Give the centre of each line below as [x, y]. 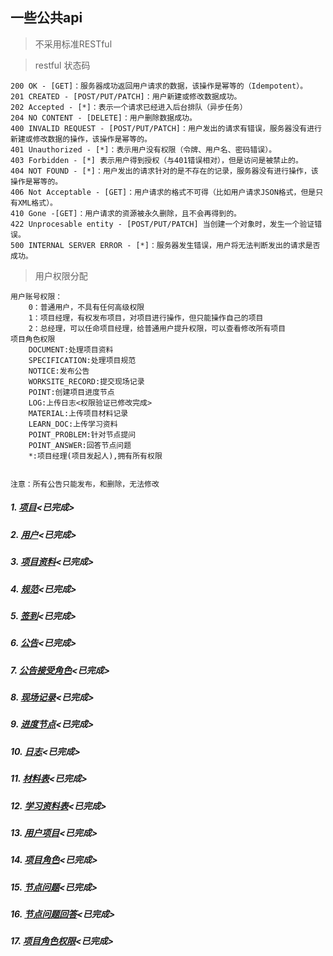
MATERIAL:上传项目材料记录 [78, 413]
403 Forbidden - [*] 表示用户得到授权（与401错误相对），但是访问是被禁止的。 [156, 160]
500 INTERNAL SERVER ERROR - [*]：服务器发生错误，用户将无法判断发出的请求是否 [165, 245]
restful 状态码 [62, 65]
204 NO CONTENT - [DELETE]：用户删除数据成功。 [103, 118]
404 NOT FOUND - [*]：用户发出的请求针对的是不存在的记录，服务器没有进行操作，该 [164, 171]
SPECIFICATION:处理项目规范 [82, 360]
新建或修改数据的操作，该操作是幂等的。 [81, 139]
